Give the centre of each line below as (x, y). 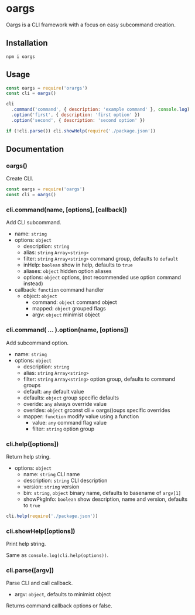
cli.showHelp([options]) (41, 531)
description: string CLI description (65, 481)
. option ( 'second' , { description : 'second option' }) (78, 120)
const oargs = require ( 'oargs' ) (45, 189)
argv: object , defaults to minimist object (63, 594)
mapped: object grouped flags (69, 309)
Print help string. (26, 544)
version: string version (51, 487)
